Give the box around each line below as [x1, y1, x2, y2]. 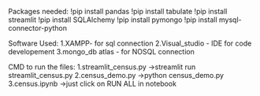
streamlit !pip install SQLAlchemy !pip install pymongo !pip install [8, 15, 218, 24]
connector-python [8, 24, 67, 32]
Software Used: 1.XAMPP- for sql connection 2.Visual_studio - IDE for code [8, 39, 252, 48]
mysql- [219, 15, 242, 24]
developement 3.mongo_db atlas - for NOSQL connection [8, 47, 195, 56]
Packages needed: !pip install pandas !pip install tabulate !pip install [8, 7, 228, 16]
